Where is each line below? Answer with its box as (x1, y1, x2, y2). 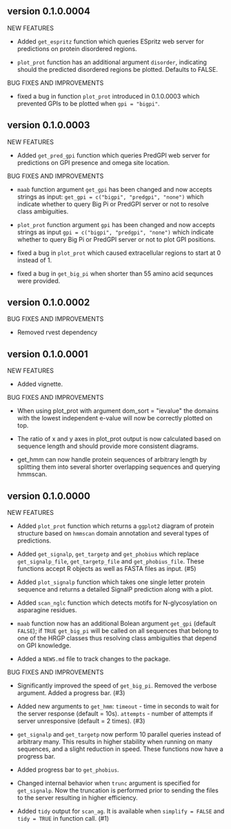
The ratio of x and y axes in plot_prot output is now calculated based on (17, 435, 221, 443)
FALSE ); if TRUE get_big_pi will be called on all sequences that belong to (17, 627, 219, 635)
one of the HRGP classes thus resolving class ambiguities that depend (17, 634, 217, 643)
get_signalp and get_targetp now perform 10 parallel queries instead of (17, 730, 222, 739)
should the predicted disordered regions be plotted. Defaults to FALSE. (17, 65, 219, 73)
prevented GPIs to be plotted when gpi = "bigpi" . (17, 99, 160, 108)
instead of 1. (17, 255, 52, 264)
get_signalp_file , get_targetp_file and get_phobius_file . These (17, 557, 205, 565)
